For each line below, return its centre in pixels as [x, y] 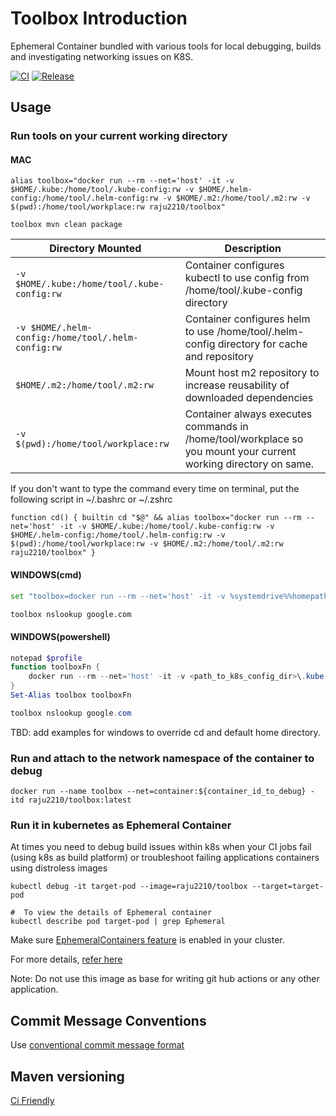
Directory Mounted [95, 249]
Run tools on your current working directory [119, 136]
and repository [219, 357]
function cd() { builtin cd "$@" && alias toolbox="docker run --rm [156, 518]
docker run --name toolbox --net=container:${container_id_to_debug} [158, 792]
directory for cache [262, 344]
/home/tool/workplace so [244, 439]
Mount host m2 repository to [252, 373]
